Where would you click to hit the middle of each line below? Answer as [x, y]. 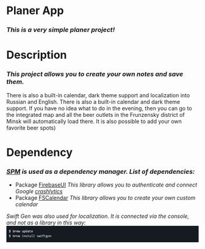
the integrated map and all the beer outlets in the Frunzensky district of [95, 114]
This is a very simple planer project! [61, 30]
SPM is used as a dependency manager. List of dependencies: [101, 171]
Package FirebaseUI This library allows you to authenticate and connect [106, 185]
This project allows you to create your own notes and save [95, 74]
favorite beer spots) [31, 128]
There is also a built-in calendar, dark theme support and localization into [98, 95]
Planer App [35, 11]
